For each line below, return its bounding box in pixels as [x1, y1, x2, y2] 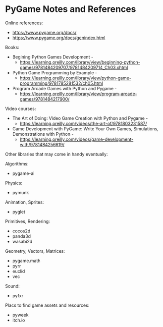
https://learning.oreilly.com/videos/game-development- [19, 136, 134, 142]
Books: [5, 44, 20, 50]
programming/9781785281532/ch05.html [19, 80, 103, 86]
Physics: [5, 180, 23, 186]
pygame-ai [12, 170, 35, 176]
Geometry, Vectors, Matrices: [5, 248, 65, 254]
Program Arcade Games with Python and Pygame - [12, 85, 117, 91]
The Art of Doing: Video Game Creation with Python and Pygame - [12, 115, 148, 121]
